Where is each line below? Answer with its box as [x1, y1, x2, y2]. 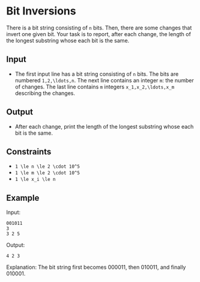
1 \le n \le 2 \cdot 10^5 [14, 164, 80, 170]
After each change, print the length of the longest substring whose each [14, 123, 194, 130]
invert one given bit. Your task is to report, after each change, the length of [6, 30, 191, 37]
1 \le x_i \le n [14, 176, 56, 183]
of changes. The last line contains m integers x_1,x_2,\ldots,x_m [14, 83, 175, 90]
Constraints [6, 146, 52, 157]
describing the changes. [14, 89, 76, 97]
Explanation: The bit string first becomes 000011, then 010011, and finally [6, 263, 186, 271]
